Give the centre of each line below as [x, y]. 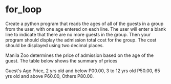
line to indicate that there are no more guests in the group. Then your [78, 34]
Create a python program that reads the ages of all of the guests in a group [84, 24]
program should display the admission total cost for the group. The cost [81, 40]
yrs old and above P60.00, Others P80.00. [50, 76]
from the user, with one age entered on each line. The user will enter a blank [86, 29]
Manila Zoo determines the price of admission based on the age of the [80, 55]
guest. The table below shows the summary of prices [61, 60]
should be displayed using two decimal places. [55, 45]
